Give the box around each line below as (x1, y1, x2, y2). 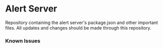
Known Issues (5, 37, 41, 44)
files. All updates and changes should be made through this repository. (5, 24, 151, 30)
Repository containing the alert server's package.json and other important (5, 19, 158, 25)
